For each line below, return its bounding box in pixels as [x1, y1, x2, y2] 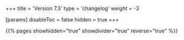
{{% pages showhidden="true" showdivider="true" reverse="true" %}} [5, 27, 178, 34]
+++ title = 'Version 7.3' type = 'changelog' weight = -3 [5, 5, 140, 12]
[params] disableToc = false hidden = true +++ [5, 16, 119, 23]
